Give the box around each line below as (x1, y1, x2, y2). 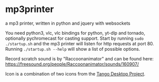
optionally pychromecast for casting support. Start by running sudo (5, 35, 144, 41)
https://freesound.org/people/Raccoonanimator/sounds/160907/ (5, 61, 139, 67)
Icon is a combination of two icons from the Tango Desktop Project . (5, 70, 145, 76)
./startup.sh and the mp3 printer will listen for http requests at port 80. (5, 40, 154, 46)
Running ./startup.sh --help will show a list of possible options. (5, 46, 140, 52)
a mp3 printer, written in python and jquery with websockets (5, 20, 130, 26)
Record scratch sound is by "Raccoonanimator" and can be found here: (5, 55, 154, 61)
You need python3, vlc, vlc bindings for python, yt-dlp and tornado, (5, 30, 145, 36)
